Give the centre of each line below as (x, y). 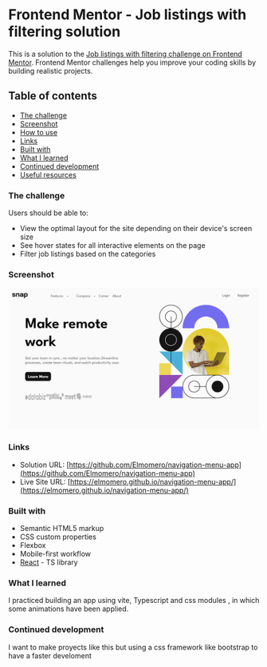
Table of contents (53, 96)
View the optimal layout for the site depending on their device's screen (136, 229)
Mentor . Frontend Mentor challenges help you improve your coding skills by (132, 62)
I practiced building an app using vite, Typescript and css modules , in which (134, 601)
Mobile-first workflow (55, 553)
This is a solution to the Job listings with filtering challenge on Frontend (126, 54)
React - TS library (49, 562)
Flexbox (33, 545)
